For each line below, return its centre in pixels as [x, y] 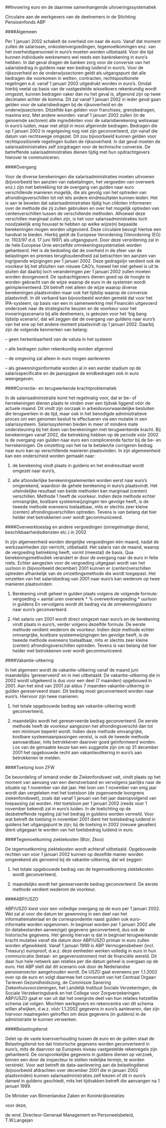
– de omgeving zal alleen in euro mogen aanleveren [58, 358]
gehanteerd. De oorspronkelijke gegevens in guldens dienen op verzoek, [79, 1054]
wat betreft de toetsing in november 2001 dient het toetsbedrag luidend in [80, 819]
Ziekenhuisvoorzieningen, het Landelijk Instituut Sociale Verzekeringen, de [81, 988]
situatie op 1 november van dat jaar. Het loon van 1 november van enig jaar [81, 787]
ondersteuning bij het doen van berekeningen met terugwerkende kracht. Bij [83, 429]
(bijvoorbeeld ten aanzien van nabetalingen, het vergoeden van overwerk [80, 182]
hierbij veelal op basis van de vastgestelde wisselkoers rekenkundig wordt [81, 89]
